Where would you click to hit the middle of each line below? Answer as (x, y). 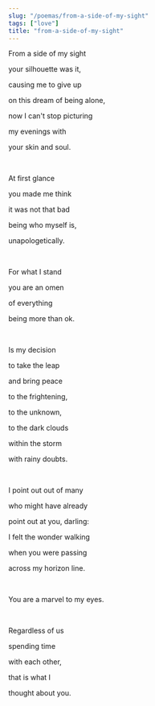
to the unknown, (35, 412)
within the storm (35, 444)
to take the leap (34, 365)
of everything (31, 303)
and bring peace (35, 381)
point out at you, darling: (49, 522)
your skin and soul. (40, 147)
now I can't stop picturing (51, 116)
